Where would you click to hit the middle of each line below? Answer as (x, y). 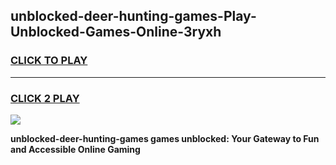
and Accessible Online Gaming (75, 149)
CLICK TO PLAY (49, 61)
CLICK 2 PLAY (45, 98)
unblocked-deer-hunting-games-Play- (133, 16)
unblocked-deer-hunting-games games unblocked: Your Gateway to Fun (165, 138)
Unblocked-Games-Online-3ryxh (116, 32)
